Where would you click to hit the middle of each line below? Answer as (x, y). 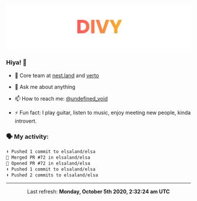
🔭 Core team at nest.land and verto (57, 75)
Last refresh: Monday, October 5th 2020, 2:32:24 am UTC (98, 192)
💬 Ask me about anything (45, 86)
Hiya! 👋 (16, 62)
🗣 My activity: (28, 136)
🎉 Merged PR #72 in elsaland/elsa (48, 158)
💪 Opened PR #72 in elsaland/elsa (48, 163)
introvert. (26, 121)
